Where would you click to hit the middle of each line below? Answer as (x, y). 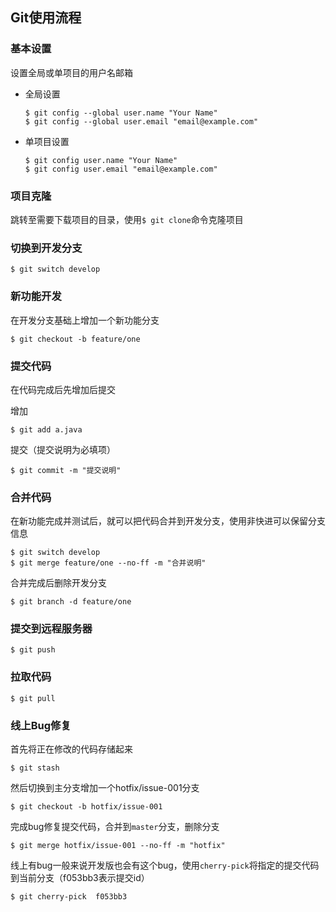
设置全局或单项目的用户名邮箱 (71, 72)
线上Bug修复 (41, 725)
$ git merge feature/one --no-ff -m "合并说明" (108, 563)
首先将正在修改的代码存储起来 (71, 749)
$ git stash (35, 768)
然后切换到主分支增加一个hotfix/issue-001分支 (105, 788)
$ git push (33, 650)
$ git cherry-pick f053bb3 (69, 897)
